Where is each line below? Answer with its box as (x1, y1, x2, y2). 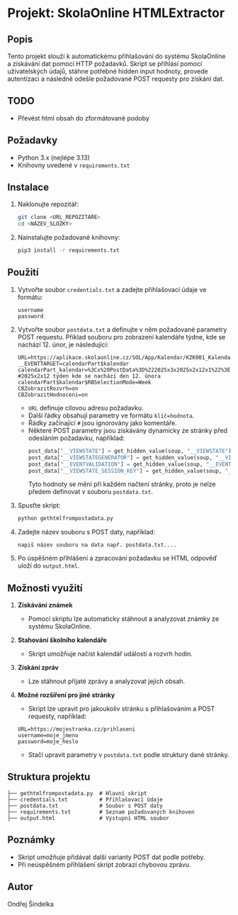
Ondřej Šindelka (7, 899, 55, 908)
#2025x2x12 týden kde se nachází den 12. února (17, 372, 161, 380)
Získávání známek (17, 601, 73, 610)
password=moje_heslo (17, 739, 79, 746)
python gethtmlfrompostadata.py (17, 515, 113, 522)
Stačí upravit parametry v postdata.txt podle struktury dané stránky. (28, 751, 230, 759)
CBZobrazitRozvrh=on (17, 385, 79, 392)
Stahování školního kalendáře (17, 636, 108, 644)
